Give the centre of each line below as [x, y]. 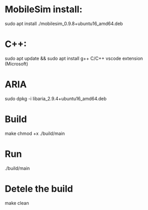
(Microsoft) [17, 64]
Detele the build [39, 189]
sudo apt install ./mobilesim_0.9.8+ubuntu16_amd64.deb [64, 24]
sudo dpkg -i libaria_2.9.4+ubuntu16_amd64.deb [56, 99]
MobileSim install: [44, 9]
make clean [17, 203]
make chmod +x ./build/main [35, 133]
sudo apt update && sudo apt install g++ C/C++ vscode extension [74, 58]
